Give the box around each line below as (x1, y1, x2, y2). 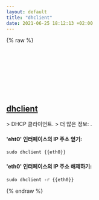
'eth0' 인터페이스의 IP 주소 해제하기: (6, 162, 92, 170)
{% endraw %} (6, 187, 43, 195)
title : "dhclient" (6, 15, 53, 21)
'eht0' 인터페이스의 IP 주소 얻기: (6, 135, 83, 142)
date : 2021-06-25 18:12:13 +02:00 (6, 20, 94, 26)
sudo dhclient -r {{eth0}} (6, 176, 74, 182)
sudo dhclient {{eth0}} (6, 149, 66, 155)
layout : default (6, 8, 47, 15)
